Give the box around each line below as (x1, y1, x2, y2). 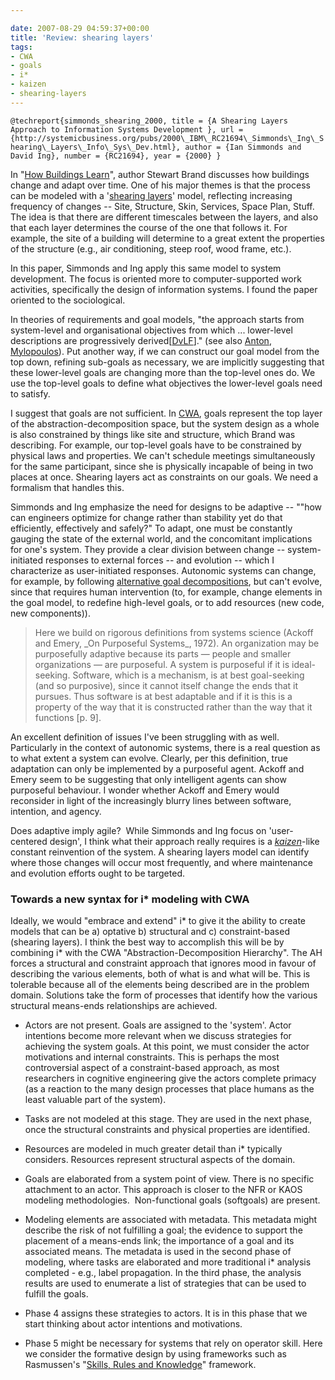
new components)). (10, 607, 91, 619)
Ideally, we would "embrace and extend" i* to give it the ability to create (10, 915, 307, 927)
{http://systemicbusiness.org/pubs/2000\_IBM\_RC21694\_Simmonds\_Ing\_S (10, 133, 325, 143)
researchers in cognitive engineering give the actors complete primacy (24, 1072, 317, 1085)
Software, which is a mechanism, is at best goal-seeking (72, 669, 305, 681)
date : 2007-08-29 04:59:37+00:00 (10, 23, 150, 33)
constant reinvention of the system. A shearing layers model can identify (10, 846, 310, 858)
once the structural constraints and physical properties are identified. (24, 1124, 311, 1136)
